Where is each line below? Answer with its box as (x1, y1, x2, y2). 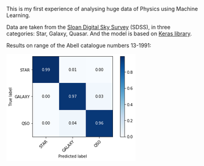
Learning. (6, 12, 31, 19)
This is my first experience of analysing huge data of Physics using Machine (6, 5, 199, 12)
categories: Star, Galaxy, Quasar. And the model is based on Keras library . (6, 30, 192, 37)
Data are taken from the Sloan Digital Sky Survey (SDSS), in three (6, 24, 171, 31)
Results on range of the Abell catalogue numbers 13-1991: (6, 42, 151, 49)
